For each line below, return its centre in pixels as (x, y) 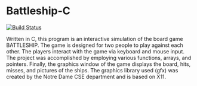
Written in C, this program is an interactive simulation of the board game (95, 39)
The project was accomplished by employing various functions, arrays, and (99, 58)
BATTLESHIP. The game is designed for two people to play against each (95, 45)
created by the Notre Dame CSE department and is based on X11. (86, 77)
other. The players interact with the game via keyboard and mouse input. (96, 51)
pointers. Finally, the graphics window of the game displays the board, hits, (98, 64)
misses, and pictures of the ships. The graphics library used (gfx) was (92, 70)
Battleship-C (38, 11)
